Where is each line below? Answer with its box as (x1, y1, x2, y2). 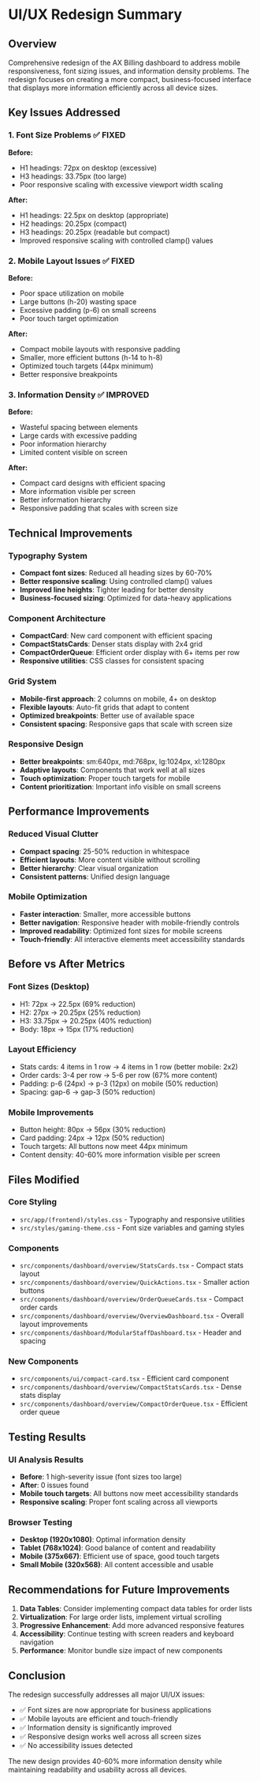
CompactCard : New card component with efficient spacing (19, 631, 213, 641)
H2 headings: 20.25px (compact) (19, 219, 128, 228)
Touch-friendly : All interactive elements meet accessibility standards (19, 934, 246, 944)
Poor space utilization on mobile (19, 288, 124, 298)
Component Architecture (8, 612, 106, 624)
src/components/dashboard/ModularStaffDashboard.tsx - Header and (19, 1328, 242, 1337)
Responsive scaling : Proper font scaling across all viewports (19, 1498, 218, 1507)
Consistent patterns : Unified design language (19, 872, 170, 881)
